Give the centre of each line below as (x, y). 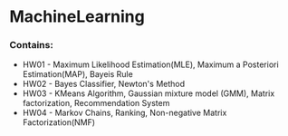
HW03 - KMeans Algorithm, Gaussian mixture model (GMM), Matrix (149, 93)
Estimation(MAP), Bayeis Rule (77, 74)
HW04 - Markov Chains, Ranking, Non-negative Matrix (125, 113)
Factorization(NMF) (59, 122)
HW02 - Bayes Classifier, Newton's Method (104, 84)
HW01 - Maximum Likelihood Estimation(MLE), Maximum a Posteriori (150, 64)
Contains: (32, 45)
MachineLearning (77, 17)
